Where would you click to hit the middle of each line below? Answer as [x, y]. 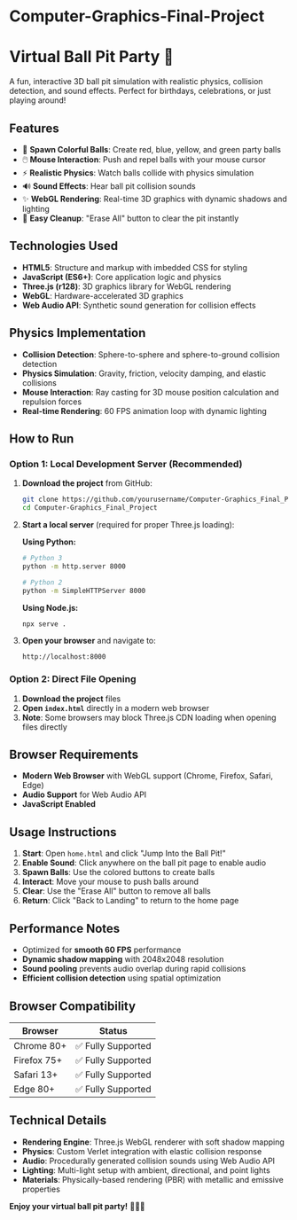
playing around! [38, 100]
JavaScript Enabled [59, 804]
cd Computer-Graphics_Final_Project [90, 508]
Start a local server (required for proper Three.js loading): [128, 524]
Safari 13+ [36, 1075]
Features [34, 128]
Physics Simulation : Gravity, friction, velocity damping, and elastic [144, 373]
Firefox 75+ [38, 1060]
